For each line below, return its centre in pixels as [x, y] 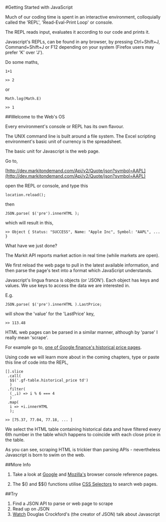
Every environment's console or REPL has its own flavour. [65, 126]
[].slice [14, 371]
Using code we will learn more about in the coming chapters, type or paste [82, 357]
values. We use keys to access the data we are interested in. [68, 285]
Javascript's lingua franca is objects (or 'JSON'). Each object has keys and [82, 280]
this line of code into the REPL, [37, 362]
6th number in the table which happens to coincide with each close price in [83, 434]
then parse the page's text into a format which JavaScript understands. [79, 270]
